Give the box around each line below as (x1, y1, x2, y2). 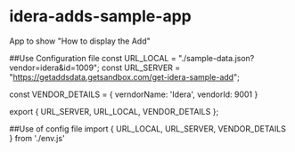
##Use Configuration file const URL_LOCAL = (9, 52, 176, 63)
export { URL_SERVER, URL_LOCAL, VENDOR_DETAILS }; (9, 106, 219, 116)
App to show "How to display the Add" (9, 36, 152, 46)
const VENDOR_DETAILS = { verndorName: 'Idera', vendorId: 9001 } (9, 89, 258, 100)
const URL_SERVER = (101, 62, 181, 73)
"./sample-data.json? (177, 52, 255, 63)
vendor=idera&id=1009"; (9, 62, 100, 73)
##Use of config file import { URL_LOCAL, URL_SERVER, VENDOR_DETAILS (9, 123, 287, 134)
